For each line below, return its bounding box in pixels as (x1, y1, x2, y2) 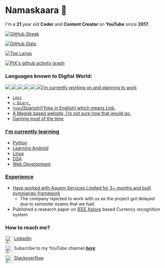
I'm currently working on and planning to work (41, 85, 137, 91)
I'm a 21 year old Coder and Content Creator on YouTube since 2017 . (5, 21, 149, 27)
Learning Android (12, 145, 49, 151)
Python (12, 140, 28, 146)
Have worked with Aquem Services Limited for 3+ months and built (12, 185, 151, 191)
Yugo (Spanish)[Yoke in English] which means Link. (12, 105, 116, 111)
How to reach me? (5, 224, 50, 231)
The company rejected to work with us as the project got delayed (20, 195, 155, 201)
